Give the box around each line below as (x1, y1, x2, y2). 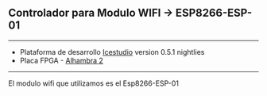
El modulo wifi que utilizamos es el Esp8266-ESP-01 (8, 79, 179, 88)
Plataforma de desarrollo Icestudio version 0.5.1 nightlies (19, 47, 205, 56)
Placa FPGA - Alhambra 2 (19, 56, 103, 65)
